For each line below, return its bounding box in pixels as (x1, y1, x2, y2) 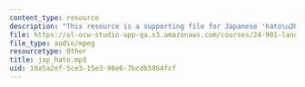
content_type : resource (9, 13, 100, 23)
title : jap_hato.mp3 (9, 55, 88, 64)
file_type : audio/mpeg (9, 38, 95, 48)
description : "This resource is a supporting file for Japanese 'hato (9, 22, 282, 31)
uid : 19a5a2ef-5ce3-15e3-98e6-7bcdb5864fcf (9, 64, 177, 73)
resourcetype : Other (9, 47, 88, 56)
